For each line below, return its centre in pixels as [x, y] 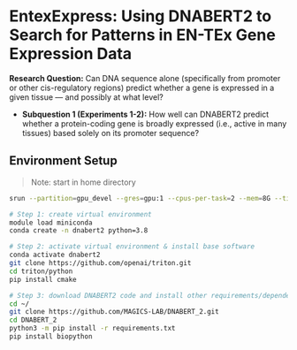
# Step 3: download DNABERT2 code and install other [108, 295]
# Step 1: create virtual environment [80, 214]
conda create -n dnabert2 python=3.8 [79, 231]
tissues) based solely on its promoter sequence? [110, 133]
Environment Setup [63, 161]
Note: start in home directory [84, 182]
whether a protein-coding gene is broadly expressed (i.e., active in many [154, 123]
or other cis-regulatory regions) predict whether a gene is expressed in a [142, 87]
